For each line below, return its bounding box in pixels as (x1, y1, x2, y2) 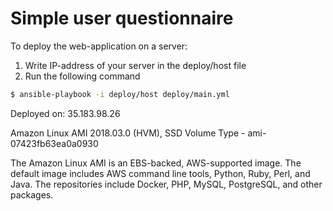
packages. (10, 188, 54, 201)
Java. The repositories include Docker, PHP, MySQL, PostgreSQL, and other (10, 178, 323, 190)
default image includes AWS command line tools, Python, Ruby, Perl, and (10, 167, 311, 179)
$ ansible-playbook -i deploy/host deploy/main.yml (10, 89, 230, 99)
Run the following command (24, 70, 141, 82)
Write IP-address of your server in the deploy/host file (24, 59, 247, 71)
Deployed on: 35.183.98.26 (10, 107, 121, 119)
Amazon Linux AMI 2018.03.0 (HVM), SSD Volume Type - (10, 127, 246, 139)
